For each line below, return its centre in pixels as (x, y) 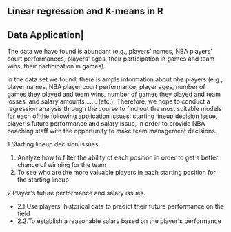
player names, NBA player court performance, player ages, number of (106, 87)
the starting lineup (43, 180)
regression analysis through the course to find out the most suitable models (114, 109)
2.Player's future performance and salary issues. (77, 193)
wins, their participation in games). (56, 66)
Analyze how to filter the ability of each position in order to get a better (118, 157)
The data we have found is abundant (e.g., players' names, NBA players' (110, 52)
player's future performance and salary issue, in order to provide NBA (106, 124)
